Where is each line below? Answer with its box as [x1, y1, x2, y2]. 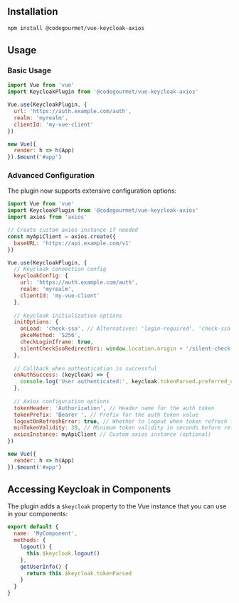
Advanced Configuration [7, 171, 95, 181]
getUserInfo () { [20, 563, 69, 570]
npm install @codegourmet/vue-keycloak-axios [7, 24, 144, 31]
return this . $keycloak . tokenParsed [26, 570, 132, 577]
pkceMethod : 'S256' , [20, 332, 81, 339]
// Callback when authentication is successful [14, 365, 158, 372]
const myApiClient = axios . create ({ [7, 233, 116, 240]
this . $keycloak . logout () [26, 550, 100, 557]
